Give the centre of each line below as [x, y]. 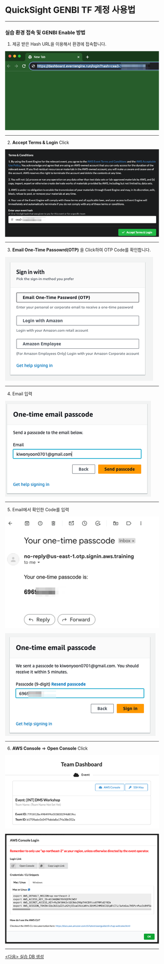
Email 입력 [22, 394]
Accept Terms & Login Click [41, 142]
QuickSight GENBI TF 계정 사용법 [70, 10]
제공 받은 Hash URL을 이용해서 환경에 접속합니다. [59, 44]
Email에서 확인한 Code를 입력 [41, 510]
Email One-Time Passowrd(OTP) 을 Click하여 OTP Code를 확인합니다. [82, 250]
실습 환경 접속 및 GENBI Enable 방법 [45, 32]
